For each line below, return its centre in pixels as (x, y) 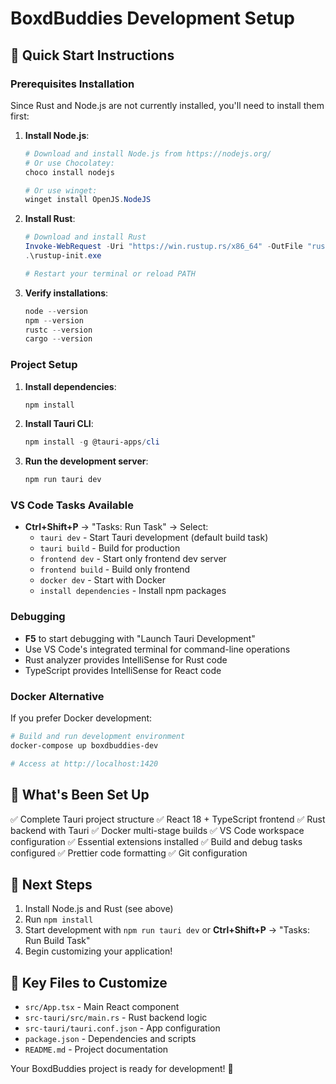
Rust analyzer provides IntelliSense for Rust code (126, 659)
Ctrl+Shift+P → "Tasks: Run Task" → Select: (116, 527)
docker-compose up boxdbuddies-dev (84, 745)
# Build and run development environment (98, 737)
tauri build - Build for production (110, 548)
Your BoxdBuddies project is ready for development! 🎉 (122, 1069)
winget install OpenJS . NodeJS (88, 200)
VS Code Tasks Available (72, 505)
